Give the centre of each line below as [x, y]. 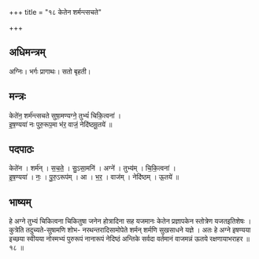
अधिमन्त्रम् [27, 52]
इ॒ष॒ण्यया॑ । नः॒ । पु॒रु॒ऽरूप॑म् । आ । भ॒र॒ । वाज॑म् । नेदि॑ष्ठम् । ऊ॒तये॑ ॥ [94, 177]
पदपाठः [22, 150]
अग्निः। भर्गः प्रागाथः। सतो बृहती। [50, 71]
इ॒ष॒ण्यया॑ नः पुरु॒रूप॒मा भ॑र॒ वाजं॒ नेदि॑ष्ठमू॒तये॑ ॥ [61, 124]
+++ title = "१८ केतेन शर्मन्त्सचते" [55, 12]
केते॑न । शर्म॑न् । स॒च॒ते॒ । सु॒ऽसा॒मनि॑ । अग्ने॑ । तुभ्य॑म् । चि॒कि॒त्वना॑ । [92, 168]
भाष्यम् [20, 202]
